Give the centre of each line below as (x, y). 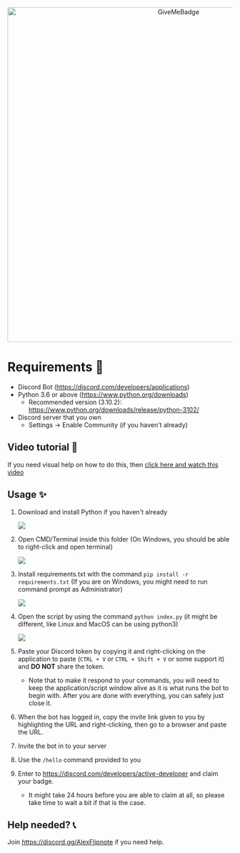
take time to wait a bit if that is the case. (87, 802)
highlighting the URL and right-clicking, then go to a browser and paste (122, 724)
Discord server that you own (59, 417)
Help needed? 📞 (42, 825)
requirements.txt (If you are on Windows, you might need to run (113, 582)
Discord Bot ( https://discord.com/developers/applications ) (104, 386)
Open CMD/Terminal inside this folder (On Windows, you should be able (124, 539)
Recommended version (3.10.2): (75, 402)
